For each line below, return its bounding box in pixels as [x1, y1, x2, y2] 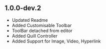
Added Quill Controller [11, 33, 58, 39]
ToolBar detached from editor [11, 27, 73, 34]
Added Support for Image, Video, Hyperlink [11, 38, 101, 44]
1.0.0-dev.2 [4, 4, 41, 12]
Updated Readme [11, 17, 48, 23]
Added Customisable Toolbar [11, 22, 72, 28]
